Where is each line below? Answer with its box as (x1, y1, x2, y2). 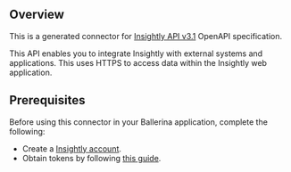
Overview (9, 7, 65, 22)
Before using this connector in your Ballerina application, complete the (9, 116, 268, 127)
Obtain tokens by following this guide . (21, 152, 162, 163)
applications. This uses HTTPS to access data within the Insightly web (9, 57, 268, 68)
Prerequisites (9, 93, 86, 108)
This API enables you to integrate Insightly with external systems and (9, 48, 263, 59)
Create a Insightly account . (21, 143, 122, 154)
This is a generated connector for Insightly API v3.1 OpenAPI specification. (9, 30, 283, 41)
